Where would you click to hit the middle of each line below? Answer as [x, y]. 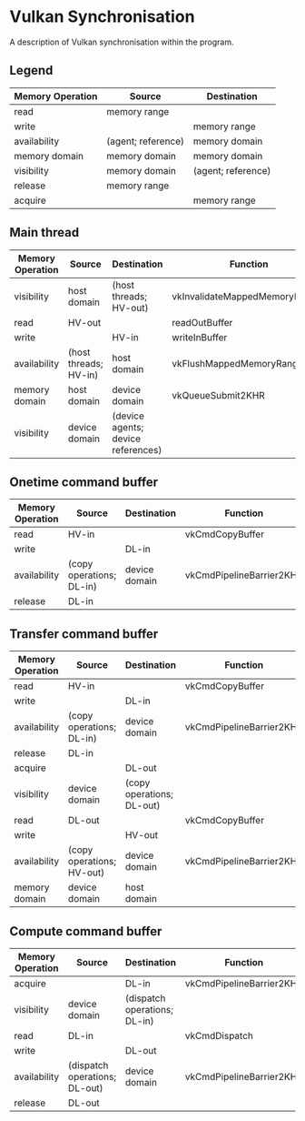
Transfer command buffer [84, 634]
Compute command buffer [86, 931]
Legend [31, 71]
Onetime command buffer [84, 482]
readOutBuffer [202, 322]
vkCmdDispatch [219, 1036]
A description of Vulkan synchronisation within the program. [122, 42]
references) [137, 449]
